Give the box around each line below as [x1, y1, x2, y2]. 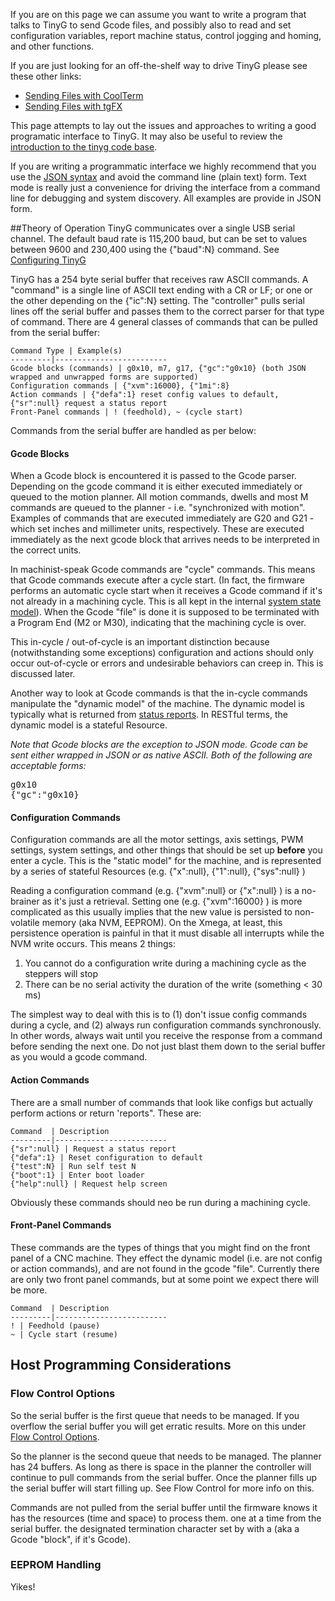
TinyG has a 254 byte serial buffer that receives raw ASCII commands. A [10, 274, 309, 285]
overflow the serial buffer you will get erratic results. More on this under [10, 1420, 307, 1432]
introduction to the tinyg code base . [10, 141, 158, 153]
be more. [10, 1284, 48, 1296]
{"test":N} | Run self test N [10, 1161, 137, 1171]
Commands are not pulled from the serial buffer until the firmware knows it [10, 1501, 318, 1513]
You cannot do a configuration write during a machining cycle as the [24, 957, 307, 969]
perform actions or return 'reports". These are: [10, 1107, 202, 1119]
